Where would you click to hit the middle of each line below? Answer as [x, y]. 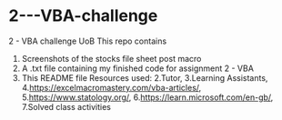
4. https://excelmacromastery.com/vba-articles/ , [111, 87]
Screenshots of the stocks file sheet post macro [111, 58]
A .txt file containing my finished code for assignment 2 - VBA [137, 68]
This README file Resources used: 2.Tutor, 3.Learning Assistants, [145, 77]
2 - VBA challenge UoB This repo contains [88, 41]
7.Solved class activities [66, 106]
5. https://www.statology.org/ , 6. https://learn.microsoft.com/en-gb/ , [147, 97]
